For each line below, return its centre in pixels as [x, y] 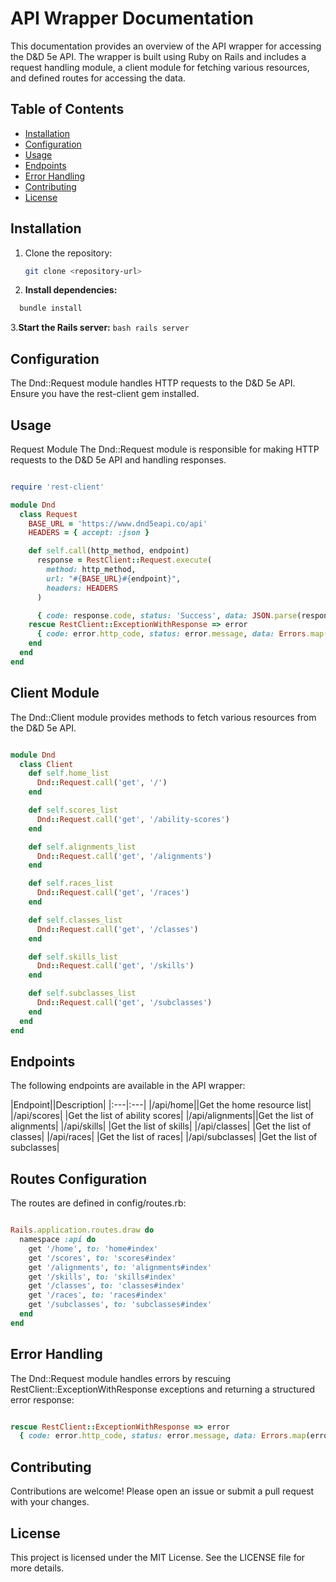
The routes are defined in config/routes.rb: [98, 1203]
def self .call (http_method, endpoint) [109, 551]
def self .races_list [71, 883]
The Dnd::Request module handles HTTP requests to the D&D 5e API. [153, 383]
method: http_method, [91, 570]
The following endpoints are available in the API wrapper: [128, 1086]
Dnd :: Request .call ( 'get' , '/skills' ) [115, 966]
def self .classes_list [75, 920]
